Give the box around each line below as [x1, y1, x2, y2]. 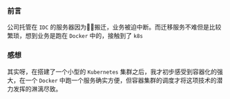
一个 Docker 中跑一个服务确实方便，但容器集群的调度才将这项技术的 [25, 76, 217, 84]
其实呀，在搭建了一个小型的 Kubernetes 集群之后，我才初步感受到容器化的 [7, 67, 218, 76]
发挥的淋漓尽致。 [12, 85, 62, 93]
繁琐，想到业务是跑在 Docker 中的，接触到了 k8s [7, 32, 144, 40]
